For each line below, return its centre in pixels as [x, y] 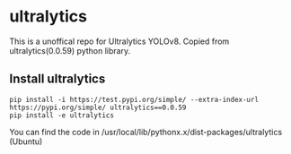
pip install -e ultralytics [62, 115]
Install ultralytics [57, 79]
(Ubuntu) [26, 141]
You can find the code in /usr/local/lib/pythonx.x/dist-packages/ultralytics [146, 132]
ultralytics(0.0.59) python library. [70, 50]
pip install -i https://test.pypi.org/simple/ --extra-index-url [134, 99]
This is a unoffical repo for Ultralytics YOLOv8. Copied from [119, 41]
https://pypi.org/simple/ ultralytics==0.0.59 [98, 107]
